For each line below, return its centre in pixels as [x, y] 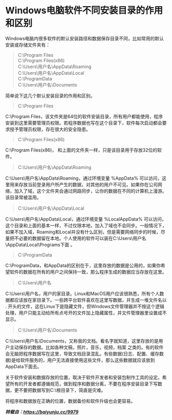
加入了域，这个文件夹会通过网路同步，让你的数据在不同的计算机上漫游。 [90, 191]
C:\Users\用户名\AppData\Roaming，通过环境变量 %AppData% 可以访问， [84, 178]
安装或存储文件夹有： [28, 45]
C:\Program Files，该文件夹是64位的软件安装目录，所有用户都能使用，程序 [84, 116]
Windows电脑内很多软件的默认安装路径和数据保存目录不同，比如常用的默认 [85, 38]
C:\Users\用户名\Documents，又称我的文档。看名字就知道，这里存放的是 [82, 341]
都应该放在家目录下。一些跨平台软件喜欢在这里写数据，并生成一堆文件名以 [88, 300]
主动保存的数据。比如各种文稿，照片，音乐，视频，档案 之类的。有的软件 [87, 347]
